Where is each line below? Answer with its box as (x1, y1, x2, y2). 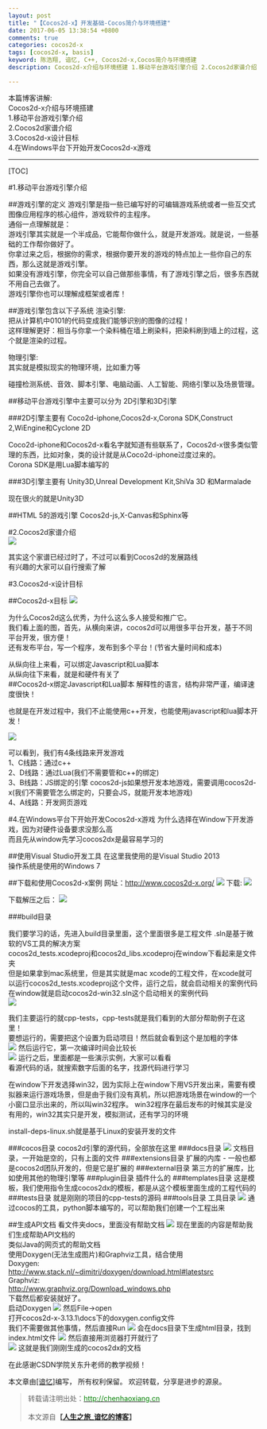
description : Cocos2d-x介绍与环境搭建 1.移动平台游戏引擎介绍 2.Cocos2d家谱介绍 (8, 64, 257, 72)
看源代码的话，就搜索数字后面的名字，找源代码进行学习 (8, 1063, 189, 1072)
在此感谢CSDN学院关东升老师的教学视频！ (8, 1360, 147, 1369)
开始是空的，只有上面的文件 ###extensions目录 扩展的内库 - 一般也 (29, 1153, 250, 1163)
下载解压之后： (8, 895, 57, 904)
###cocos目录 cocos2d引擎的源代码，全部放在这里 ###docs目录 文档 (8, 1143, 248, 1152)
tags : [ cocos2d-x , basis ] (8, 48, 94, 56)
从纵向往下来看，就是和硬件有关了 (8, 669, 120, 679)
